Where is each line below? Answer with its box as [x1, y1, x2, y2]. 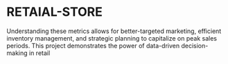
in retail [28, 49, 51, 57]
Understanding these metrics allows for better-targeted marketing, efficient [6, 27, 222, 35]
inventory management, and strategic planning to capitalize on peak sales [6, 34, 218, 42]
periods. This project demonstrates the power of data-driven [6, 41, 180, 50]
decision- [181, 41, 209, 50]
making [6, 49, 28, 57]
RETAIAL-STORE [6, 4, 103, 20]
